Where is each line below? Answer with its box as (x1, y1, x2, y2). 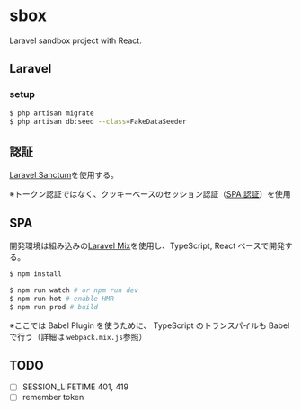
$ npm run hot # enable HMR (9, 294, 115, 303)
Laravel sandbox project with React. (9, 35, 142, 46)
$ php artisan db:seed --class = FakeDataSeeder (9, 117, 187, 126)
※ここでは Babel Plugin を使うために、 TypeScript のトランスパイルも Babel (9, 320, 290, 331)
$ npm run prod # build (9, 302, 99, 311)
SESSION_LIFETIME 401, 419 (22, 381, 128, 392)
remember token (22, 392, 84, 403)
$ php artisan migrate (9, 109, 94, 118)
